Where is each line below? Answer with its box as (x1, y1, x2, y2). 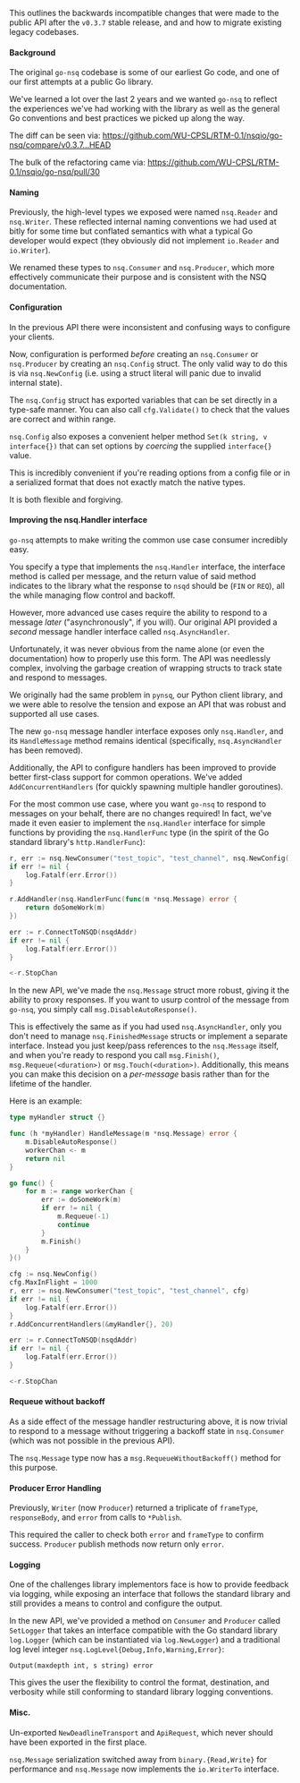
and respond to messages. (9, 671, 107, 683)
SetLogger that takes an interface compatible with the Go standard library (9, 1625, 279, 1636)
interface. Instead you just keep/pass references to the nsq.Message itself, (9, 1040, 279, 1051)
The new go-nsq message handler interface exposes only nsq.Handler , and (9, 725, 284, 737)
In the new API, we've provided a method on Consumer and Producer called (9, 1616, 281, 1626)
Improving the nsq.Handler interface (9, 515, 147, 525)
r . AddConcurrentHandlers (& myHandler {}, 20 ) (9, 1319, 174, 1328)
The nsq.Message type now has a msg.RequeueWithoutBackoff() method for (9, 1453, 281, 1463)
